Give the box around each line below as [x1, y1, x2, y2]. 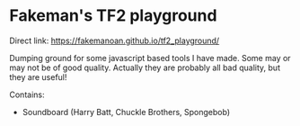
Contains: [9, 89, 45, 100]
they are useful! [9, 71, 67, 82]
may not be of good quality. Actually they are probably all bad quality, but [9, 62, 281, 73]
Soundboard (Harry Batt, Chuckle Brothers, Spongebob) [22, 106, 231, 117]
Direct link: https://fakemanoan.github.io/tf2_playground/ [9, 35, 220, 46]
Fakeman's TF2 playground [9, 5, 217, 26]
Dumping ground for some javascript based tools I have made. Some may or [9, 52, 291, 63]
